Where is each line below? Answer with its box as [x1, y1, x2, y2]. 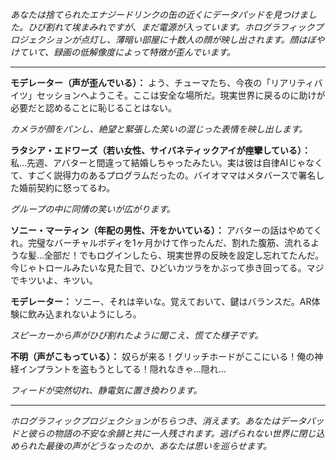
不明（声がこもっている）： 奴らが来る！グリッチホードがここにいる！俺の [10, 351, 315, 362]
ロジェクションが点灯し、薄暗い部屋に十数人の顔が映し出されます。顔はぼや [10, 34, 325, 45]
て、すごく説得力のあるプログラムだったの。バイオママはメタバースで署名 [10, 169, 317, 181]
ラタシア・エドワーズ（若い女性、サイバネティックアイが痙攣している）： [10, 144, 312, 156]
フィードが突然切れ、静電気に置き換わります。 [10, 384, 203, 396]
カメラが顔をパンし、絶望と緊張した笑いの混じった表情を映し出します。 [10, 123, 308, 135]
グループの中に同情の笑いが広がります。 [10, 203, 176, 215]
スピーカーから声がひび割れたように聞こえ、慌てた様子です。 [10, 329, 264, 341]
